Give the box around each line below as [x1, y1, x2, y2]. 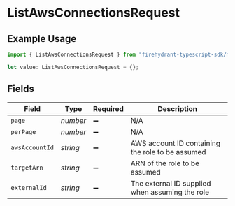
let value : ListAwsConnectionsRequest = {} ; [7, 64, 139, 71]
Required [93, 103, 124, 113]
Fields [7, 83, 35, 95]
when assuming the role [130, 187, 210, 197]
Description [157, 103, 198, 113]
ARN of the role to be [130, 159, 199, 168]
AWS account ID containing [130, 138, 221, 148]
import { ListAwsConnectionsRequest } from [7, 51, 136, 58]
